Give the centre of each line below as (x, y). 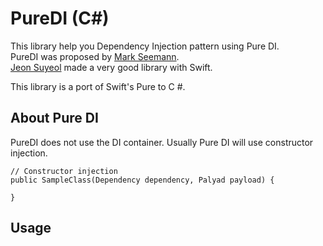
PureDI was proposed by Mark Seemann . (95, 56)
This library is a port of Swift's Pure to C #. (98, 86)
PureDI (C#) (60, 18)
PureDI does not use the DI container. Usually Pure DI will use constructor (162, 142)
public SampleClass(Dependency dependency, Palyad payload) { (142, 180)
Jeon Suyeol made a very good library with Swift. (111, 67)
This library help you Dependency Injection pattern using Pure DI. (145, 46)
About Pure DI (54, 118)
